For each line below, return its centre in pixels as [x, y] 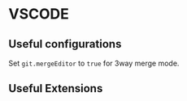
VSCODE [39, 14]
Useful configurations [65, 44]
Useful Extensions [56, 88]
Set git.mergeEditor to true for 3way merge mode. [94, 63]
